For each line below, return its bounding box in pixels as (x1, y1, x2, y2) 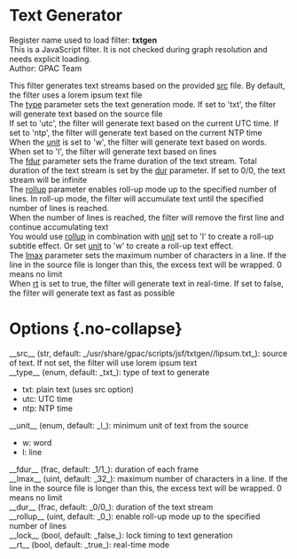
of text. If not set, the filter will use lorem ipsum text (9, 357, 198, 368)
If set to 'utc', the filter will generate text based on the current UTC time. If (9, 117, 279, 129)
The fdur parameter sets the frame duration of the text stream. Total (9, 155, 257, 166)
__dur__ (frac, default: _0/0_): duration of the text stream (9, 501, 214, 512)
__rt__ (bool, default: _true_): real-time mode (9, 539, 170, 550)
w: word (21, 437, 52, 448)
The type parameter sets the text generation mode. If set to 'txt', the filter (9, 98, 277, 109)
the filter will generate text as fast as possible (9, 287, 176, 298)
